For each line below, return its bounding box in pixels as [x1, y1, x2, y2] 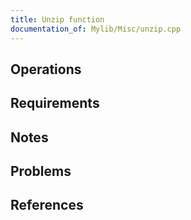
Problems [10, 163, 72, 180]
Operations [10, 61, 82, 78]
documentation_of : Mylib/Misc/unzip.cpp [10, 24, 182, 34]
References [10, 197, 84, 214]
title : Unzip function [10, 14, 105, 25]
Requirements [10, 95, 100, 112]
